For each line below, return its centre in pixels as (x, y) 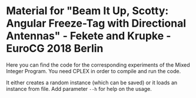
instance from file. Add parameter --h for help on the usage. (79, 89)
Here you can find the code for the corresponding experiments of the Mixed (98, 65)
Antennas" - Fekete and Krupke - (89, 36)
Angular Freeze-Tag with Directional (96, 23)
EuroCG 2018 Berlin (55, 49)
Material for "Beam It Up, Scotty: (87, 11)
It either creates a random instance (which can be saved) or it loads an (92, 82)
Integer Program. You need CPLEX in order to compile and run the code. (94, 71)
